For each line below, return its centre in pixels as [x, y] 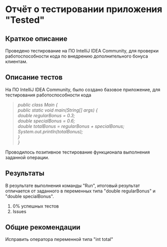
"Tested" [25, 20]
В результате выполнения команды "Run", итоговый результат [73, 185]
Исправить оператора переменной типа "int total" [59, 239]
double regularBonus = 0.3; [46, 115]
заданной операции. [27, 157]
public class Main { [38, 105]
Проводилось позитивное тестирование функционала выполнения [78, 152]
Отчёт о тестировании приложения [84, 9]
